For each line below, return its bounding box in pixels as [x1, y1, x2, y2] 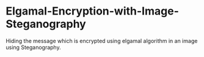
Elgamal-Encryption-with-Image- [5, 4, 180, 18]
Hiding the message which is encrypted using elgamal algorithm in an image [5, 37, 198, 44]
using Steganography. [5, 44, 62, 51]
